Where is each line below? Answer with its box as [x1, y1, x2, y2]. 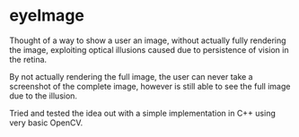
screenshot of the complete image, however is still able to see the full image [9, 81, 291, 91]
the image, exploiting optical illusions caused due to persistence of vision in [9, 44, 289, 55]
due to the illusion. [9, 90, 78, 101]
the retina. [9, 54, 48, 64]
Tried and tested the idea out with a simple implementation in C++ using [9, 107, 276, 118]
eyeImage [9, 5, 85, 26]
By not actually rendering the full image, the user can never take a [9, 71, 253, 81]
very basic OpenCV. [9, 117, 84, 128]
